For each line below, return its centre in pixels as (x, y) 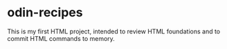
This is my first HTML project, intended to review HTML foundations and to (113, 31)
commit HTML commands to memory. (61, 38)
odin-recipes (45, 13)
